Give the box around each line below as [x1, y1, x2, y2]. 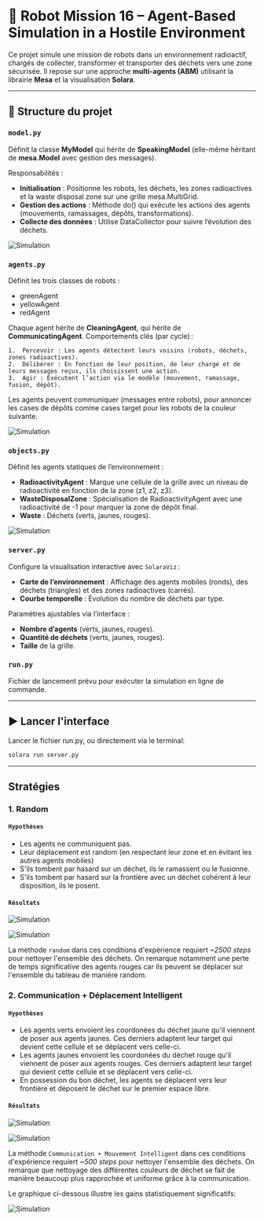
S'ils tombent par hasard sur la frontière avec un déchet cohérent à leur [19, 873, 251, 882]
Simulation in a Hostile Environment [8, 24, 246, 42]
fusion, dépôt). [8, 381, 61, 388]
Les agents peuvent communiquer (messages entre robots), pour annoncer [8, 395, 252, 404]
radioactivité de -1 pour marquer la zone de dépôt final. [19, 502, 199, 512]
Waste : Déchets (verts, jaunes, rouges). [19, 511, 151, 520]
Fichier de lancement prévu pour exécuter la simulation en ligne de [8, 676, 224, 686]
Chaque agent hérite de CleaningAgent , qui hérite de [8, 322, 181, 333]
